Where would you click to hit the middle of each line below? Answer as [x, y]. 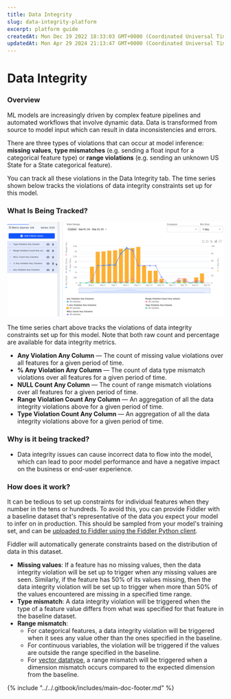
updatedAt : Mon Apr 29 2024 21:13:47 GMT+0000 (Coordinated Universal [110, 44]
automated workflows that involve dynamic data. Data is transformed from [112, 122]
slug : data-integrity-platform [52, 22]
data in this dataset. [35, 551]
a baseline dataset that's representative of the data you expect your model [113, 516]
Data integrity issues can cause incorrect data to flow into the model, [115, 454]
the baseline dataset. [47, 616]
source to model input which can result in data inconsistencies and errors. [112, 129]
